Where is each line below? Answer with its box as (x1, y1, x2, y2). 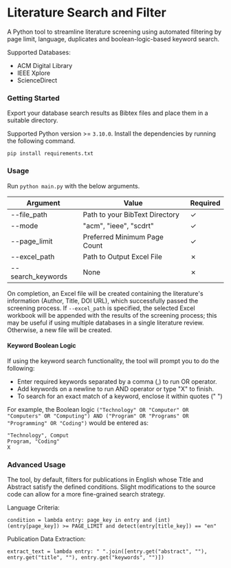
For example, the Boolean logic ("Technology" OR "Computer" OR (7, 405, 189, 413)
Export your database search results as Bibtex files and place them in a (7, 109, 208, 118)
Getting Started (7, 93, 60, 102)
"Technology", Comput (7, 432, 69, 439)
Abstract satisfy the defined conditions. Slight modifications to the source (7, 483, 216, 491)
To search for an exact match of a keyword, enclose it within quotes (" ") (16, 392, 223, 400)
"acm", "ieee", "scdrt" (82, 221, 154, 230)
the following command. (7, 137, 76, 145)
